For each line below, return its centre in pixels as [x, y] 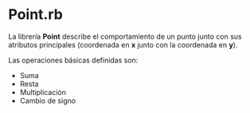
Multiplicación [43, 92]
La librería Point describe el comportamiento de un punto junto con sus [125, 36]
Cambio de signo [48, 100]
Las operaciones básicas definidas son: [73, 60]
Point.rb [36, 15]
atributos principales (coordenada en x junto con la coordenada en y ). [123, 44]
